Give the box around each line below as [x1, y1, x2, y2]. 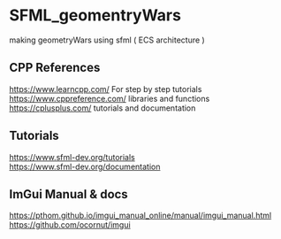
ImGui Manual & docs [9, 187, 128, 202]
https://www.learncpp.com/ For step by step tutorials [9, 83, 202, 94]
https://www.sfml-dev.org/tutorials [9, 151, 135, 162]
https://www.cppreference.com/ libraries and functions [9, 93, 210, 104]
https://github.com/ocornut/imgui [9, 220, 131, 230]
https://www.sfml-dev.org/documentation [9, 161, 161, 172]
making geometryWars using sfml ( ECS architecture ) [9, 35, 205, 45]
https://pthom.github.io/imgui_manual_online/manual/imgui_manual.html [9, 210, 272, 221]
